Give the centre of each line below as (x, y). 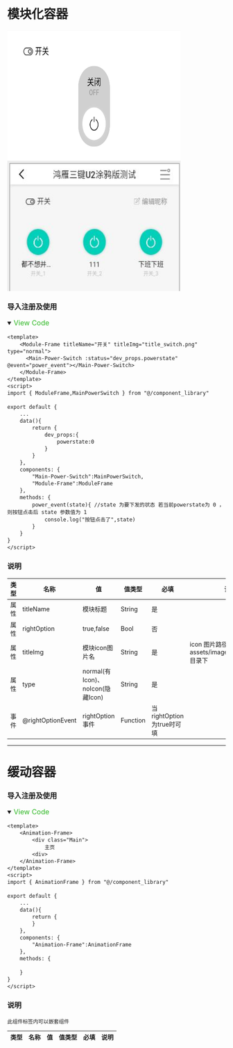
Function (133, 720)
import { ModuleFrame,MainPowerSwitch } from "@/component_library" (108, 394)
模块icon (95, 648)
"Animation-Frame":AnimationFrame (82, 945)
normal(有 (96, 671)
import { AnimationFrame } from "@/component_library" (88, 882)
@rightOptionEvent (50, 720)
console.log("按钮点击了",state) (90, 520)
